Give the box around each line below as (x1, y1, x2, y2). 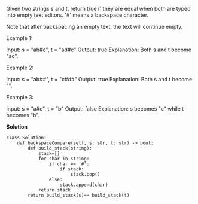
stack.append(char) (59, 182, 109, 188)
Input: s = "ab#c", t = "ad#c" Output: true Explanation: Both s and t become (6, 46, 191, 53)
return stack (38, 187, 71, 193)
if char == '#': (48, 161, 90, 167)
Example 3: (6, 94, 34, 101)
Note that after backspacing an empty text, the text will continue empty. (6, 23, 183, 30)
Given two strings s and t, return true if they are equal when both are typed (6, 5, 191, 12)
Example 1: (6, 35, 33, 41)
